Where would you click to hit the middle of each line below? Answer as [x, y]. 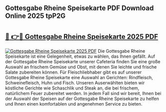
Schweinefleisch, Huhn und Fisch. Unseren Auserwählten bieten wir [75, 83]
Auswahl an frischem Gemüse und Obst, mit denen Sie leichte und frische [81, 67]
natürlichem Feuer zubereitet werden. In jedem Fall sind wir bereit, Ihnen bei [83, 93]
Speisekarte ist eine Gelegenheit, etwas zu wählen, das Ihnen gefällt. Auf [80, 56]
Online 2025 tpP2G [35, 16]
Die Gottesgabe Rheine [122, 51]
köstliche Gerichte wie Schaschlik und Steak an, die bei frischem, [72, 88]
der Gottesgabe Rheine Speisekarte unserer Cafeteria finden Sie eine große [83, 61]
